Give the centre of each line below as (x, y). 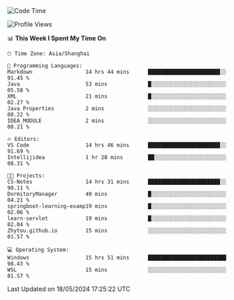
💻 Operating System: (38, 250)
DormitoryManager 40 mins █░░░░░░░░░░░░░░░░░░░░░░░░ (117, 194)
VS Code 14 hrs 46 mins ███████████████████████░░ (117, 145)
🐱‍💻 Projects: (26, 176)
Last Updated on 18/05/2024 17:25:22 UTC (69, 289)
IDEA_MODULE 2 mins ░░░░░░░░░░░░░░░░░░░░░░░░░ (117, 121)
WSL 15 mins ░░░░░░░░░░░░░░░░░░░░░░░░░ (117, 270)
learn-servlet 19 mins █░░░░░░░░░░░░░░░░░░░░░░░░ (117, 218)
